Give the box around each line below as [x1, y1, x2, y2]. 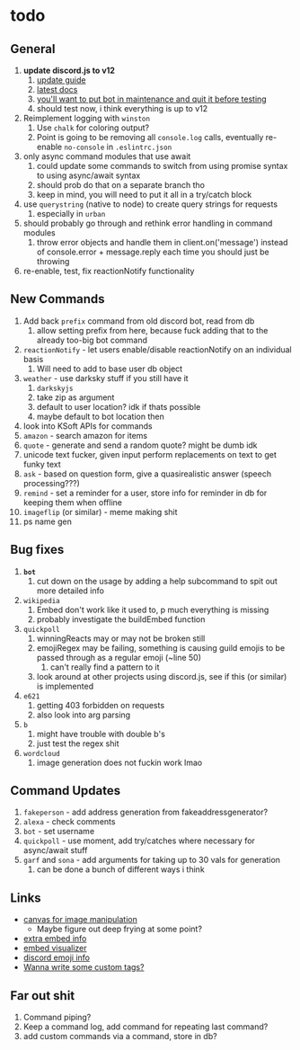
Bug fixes [10, 542, 65, 557]
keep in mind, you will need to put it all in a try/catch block [36, 190, 252, 200]
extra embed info [22, 933, 87, 944]
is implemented [36, 681, 93, 691]
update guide [36, 75, 86, 85]
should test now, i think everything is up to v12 [36, 103, 208, 113]
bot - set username [22, 826, 95, 837]
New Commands [10, 291, 106, 307]
